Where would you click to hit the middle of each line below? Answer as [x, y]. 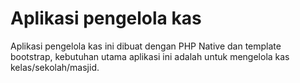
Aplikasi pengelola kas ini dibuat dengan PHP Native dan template [146, 46]
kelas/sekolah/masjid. [55, 67]
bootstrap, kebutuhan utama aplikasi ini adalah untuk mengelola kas [150, 56]
